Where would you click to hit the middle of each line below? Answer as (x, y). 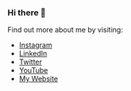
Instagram (35, 45)
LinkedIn (33, 54)
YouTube (33, 70)
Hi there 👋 (27, 13)
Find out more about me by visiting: (65, 30)
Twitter (31, 62)
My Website (39, 79)
